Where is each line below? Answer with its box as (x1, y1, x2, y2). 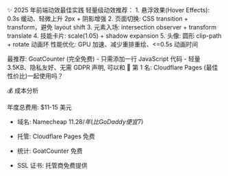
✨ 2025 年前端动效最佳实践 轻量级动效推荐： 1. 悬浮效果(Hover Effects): (7, 6, 210, 14)
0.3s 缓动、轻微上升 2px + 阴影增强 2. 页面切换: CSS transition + (7, 14, 188, 23)
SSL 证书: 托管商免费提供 (16, 162, 88, 169)
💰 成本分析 (7, 86, 39, 95)
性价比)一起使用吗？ (7, 72, 64, 80)
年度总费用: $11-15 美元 (7, 103, 72, 111)
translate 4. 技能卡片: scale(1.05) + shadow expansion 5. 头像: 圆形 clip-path (7, 32, 222, 40)
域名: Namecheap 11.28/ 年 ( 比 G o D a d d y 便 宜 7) (16, 118, 144, 125)
